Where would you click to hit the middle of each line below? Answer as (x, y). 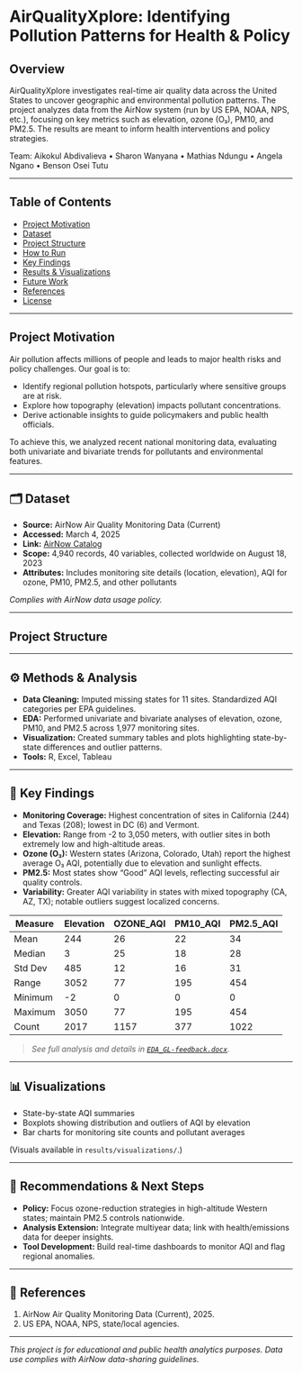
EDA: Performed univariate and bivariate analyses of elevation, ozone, (152, 719)
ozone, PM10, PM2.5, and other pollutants (99, 582)
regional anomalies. (58, 1256)
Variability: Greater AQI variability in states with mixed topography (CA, (155, 891)
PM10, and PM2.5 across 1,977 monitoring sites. (111, 728)
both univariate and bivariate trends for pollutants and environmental (136, 451)
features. (26, 460)
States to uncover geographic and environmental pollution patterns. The (143, 100)
